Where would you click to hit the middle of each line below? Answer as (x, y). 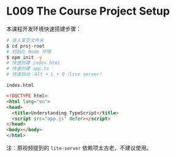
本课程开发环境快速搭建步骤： (44, 29)
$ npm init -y (24, 57)
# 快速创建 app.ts (28, 69)
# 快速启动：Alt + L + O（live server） (55, 74)
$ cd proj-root (26, 46)
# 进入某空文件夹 (25, 40)
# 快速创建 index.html (33, 63)
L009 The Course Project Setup (88, 11)
